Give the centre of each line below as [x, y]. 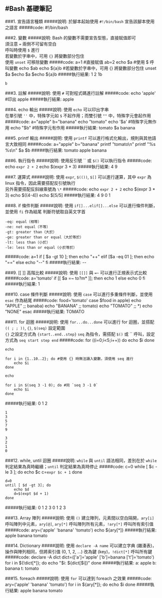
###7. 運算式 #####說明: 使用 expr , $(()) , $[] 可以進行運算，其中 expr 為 [78, 177]
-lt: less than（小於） [27, 242]
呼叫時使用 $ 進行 [22, 50]
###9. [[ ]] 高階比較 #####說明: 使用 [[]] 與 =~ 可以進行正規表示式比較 [76, 273]
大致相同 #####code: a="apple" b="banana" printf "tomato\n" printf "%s [82, 144]
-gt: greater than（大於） [31, 232]
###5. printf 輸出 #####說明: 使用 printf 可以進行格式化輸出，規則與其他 [79, 138]
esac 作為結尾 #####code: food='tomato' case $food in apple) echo [73, 300]
